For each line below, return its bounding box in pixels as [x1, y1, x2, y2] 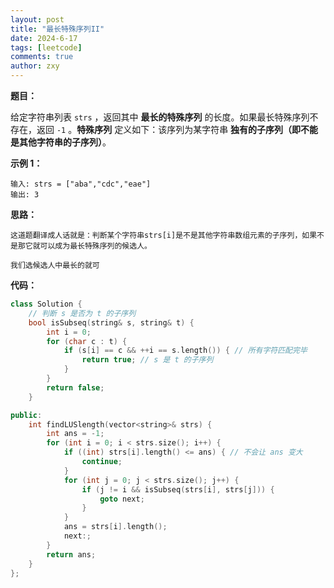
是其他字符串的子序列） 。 [10, 136, 112, 148]
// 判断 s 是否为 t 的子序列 [28, 308, 137, 318]
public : [10, 410, 43, 420]
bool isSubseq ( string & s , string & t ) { [28, 317, 195, 328]
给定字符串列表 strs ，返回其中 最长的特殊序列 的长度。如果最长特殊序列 [10, 111, 310, 123]
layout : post [10, 14, 65, 25]
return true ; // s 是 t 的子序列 [81, 355, 214, 365]
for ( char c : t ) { [46, 336, 128, 346]
